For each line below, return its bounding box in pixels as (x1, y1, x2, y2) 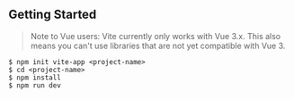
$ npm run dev (8, 80, 62, 90)
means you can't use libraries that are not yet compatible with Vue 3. (30, 40, 286, 51)
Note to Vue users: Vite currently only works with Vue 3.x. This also (30, 30, 281, 41)
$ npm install (8, 73, 62, 82)
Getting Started (8, 7, 97, 22)
